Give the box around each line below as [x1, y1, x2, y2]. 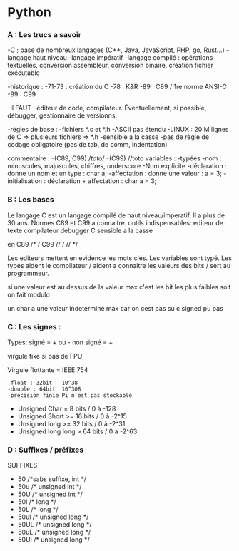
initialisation [7, 177, 43, 185]
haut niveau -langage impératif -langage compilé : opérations [32, 53, 213, 62]
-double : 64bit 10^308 [7, 386, 81, 393]
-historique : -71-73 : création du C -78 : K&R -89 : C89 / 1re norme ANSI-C [7, 83, 227, 91]
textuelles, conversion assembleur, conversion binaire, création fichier [7, 61, 214, 70]
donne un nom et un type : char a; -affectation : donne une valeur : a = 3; [7, 169, 223, 178]
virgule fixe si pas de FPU [7, 352, 83, 361]
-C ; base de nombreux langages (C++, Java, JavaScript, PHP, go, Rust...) [7, 46, 225, 54]
